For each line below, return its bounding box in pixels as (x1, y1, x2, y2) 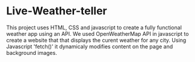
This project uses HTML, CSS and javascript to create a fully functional (6, 24, 182, 31)
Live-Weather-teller (6, 4, 107, 18)
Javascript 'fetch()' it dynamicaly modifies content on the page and (6, 43, 173, 50)
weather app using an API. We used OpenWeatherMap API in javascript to (6, 30, 189, 37)
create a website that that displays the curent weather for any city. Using (6, 36, 187, 44)
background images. (6, 49, 57, 56)
